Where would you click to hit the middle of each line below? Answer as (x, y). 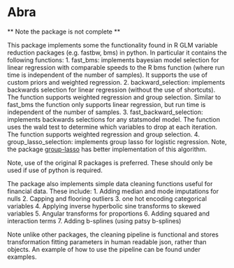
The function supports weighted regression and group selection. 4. (104, 134)
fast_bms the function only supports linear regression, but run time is (107, 104)
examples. (22, 257)
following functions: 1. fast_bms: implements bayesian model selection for (114, 59)
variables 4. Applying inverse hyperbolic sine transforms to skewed (104, 206)
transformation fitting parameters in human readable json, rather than (107, 241)
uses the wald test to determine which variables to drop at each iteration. (112, 127)
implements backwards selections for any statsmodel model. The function (114, 119)
